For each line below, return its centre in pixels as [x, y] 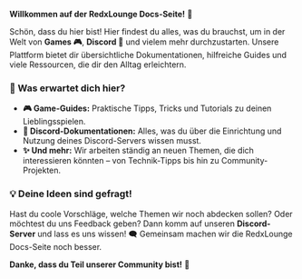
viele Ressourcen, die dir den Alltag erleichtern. [98, 65]
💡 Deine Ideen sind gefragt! [71, 194]
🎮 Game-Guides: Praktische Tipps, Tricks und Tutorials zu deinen [147, 108]
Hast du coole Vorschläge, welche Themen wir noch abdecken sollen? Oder [151, 214]
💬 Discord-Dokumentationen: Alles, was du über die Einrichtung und [152, 131]
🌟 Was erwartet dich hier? [68, 88]
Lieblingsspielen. [54, 122]
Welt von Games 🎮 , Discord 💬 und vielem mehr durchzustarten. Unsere [144, 42]
